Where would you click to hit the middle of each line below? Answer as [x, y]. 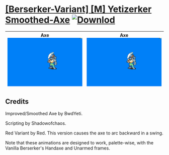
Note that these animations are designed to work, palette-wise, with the [79, 143]
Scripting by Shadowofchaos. [36, 123]
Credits [17, 101]
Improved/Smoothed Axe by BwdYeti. [44, 114]
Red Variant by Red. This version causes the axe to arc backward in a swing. [84, 133]
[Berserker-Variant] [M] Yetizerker [78, 9]
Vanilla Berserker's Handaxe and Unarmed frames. [58, 148]
